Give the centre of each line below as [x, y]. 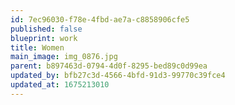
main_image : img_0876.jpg [64, 57]
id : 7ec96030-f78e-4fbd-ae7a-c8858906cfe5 [100, 19]
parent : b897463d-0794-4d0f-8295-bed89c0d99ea [109, 66]
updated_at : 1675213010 [60, 85]
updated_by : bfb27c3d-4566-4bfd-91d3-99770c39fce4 [118, 76]
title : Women [37, 47]
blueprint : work [44, 38]
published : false [46, 29]
